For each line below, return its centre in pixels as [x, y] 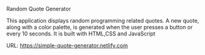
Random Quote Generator [39, 9]
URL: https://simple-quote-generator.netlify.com [67, 46]
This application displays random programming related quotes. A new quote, [103, 20]
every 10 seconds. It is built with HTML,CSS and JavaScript [81, 34]
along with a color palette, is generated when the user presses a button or [99, 27]
